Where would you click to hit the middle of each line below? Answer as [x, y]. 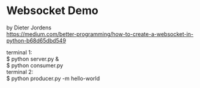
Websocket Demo [53, 11]
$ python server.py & [33, 59]
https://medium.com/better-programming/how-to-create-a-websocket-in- [100, 34]
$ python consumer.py [35, 65]
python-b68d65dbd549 [36, 40]
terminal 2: [20, 71]
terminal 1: [19, 52]
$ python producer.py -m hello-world [53, 78]
